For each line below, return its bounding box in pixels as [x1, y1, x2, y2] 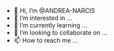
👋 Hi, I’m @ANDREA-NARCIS [13, 7, 95, 14]
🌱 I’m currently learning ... [13, 21, 88, 29]
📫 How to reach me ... [13, 37, 78, 44]
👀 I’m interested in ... [13, 14, 73, 22]
